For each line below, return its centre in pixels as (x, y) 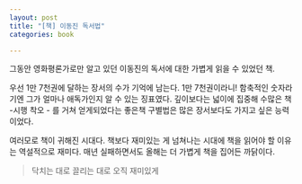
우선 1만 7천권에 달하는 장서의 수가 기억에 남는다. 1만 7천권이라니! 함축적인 (139, 88)
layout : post (34, 18)
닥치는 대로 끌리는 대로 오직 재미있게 (95, 171)
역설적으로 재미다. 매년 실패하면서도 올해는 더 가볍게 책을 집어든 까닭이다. (147, 152)
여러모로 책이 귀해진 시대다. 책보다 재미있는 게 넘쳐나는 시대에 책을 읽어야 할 (142, 141)
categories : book (42, 34)
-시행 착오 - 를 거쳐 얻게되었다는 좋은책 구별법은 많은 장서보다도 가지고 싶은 (141, 110)
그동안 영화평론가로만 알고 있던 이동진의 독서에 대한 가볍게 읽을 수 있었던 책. (142, 69)
